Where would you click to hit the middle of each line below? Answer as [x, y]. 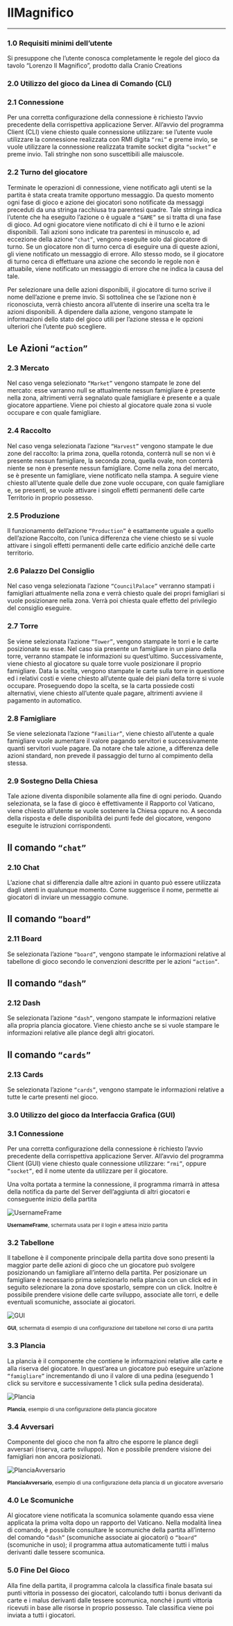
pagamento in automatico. [44, 700]
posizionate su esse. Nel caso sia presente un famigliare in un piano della [112, 648]
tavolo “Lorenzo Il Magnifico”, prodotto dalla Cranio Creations [95, 66]
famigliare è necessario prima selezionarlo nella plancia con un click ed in [112, 1280]
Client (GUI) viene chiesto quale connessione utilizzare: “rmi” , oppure [107, 1164]
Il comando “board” [49, 919]
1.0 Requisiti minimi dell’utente [60, 43]
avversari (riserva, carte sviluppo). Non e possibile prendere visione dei [109, 1450]
